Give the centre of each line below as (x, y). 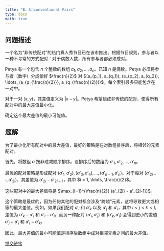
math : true (16, 19)
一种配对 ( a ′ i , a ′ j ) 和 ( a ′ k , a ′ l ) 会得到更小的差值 (113, 215)
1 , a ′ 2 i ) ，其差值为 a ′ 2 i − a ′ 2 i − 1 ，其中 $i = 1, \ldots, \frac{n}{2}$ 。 (69, 180)
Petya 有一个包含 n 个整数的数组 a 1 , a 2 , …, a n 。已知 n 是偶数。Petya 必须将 (80, 70)
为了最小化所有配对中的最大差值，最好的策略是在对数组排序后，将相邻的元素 (82, 145)
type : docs (16, 14)
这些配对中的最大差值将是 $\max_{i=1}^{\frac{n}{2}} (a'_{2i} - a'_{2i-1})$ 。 (80, 191)
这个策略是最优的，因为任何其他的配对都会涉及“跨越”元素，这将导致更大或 (80, 201)
